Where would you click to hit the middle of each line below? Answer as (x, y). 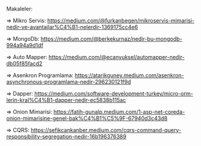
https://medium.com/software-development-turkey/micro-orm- (114, 93)
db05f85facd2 (24, 64)
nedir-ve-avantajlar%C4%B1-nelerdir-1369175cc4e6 (72, 27)
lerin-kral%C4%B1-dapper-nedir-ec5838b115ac (66, 100)
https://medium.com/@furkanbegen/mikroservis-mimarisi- (121, 20)
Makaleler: (19, 9)
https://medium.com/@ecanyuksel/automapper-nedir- (116, 57)
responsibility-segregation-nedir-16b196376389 (66, 137)
